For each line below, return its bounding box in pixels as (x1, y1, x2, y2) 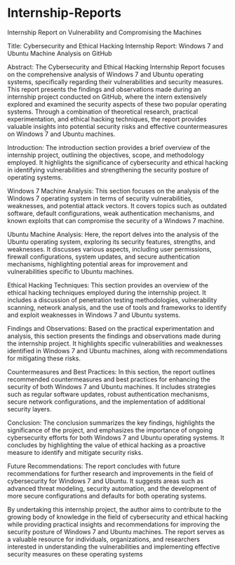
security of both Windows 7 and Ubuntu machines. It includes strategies (7, 382, 216, 390)
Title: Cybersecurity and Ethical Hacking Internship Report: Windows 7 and (7, 41, 224, 50)
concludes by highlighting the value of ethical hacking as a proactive (7, 440, 206, 449)
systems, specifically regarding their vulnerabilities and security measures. (7, 77, 224, 86)
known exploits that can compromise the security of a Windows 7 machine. (7, 216, 224, 225)
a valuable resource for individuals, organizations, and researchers (7, 535, 200, 543)
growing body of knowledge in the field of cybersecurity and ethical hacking (7, 512, 228, 521)
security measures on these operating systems (7, 550, 143, 558)
